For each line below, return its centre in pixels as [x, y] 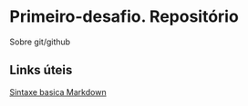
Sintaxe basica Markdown [58, 92]
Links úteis [41, 70]
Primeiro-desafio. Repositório [124, 17]
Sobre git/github [40, 42]
